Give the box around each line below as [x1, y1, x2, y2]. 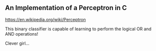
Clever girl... [5, 40, 30, 46]
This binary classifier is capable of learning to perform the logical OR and [5, 26, 152, 32]
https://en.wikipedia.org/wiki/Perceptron [5, 16, 86, 22]
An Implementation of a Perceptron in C [5, 4, 127, 12]
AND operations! [5, 31, 38, 37]
